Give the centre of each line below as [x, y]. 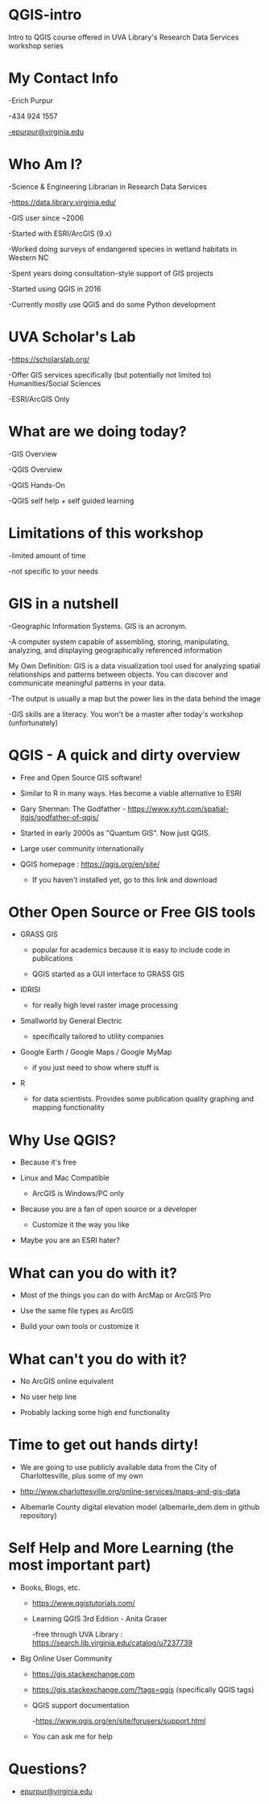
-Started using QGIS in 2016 [55, 288]
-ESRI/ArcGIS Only [39, 399]
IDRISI [30, 990]
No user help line [48, 1397]
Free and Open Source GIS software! [81, 777]
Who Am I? [46, 165]
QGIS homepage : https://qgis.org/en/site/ [90, 864]
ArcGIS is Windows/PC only [78, 1194]
